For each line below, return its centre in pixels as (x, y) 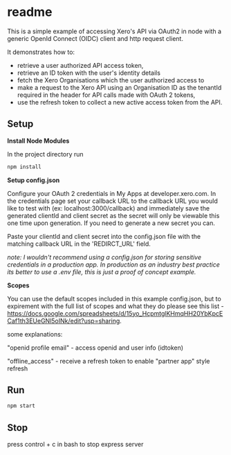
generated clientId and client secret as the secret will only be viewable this (113, 215)
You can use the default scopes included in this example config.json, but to (114, 298)
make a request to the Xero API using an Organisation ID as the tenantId (119, 87)
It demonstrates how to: (41, 52)
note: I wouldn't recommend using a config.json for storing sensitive (104, 257)
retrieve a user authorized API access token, (80, 65)
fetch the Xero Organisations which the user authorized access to (111, 80)
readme (30, 12)
